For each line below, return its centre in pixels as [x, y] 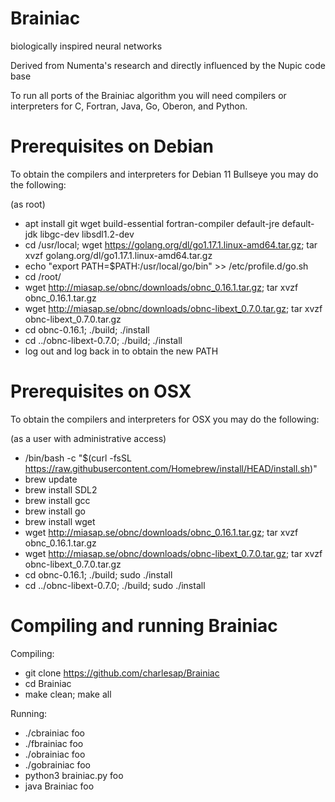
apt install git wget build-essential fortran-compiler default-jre [152, 223]
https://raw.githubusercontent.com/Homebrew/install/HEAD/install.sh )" [171, 468]
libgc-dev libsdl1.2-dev [87, 234]
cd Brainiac [48, 683]
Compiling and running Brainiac [144, 626]
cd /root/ [43, 276]
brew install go [55, 511]
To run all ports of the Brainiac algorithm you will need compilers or [148, 95]
